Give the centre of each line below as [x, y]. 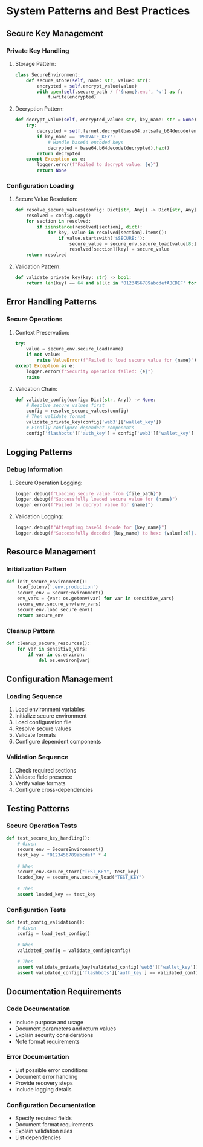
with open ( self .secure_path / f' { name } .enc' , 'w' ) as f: [110, 92]
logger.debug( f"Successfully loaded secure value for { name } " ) [96, 500]
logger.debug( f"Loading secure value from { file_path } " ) [88, 493]
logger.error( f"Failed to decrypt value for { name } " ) [84, 505]
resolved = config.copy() [59, 216]
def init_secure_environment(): [47, 582]
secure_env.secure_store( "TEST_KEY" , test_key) [78, 872]
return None [52, 170]
